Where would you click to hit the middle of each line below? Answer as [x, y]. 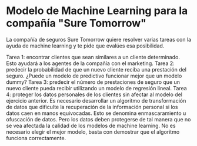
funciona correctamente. [36, 138]
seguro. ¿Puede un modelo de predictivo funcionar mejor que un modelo [94, 76]
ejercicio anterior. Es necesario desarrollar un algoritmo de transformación [96, 100]
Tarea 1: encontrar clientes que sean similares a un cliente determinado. [93, 57]
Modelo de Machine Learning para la [97, 11]
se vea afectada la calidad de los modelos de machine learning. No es [91, 125]
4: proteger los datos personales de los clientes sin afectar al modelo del [94, 94]
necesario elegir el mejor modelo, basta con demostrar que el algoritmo [93, 132]
